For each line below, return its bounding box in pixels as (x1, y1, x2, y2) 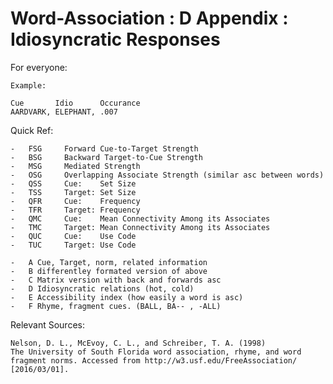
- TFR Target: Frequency (10, 205, 141, 215)
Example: (10, 80, 47, 91)
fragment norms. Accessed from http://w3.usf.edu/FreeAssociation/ (10, 355, 298, 366)
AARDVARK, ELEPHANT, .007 (10, 107, 118, 117)
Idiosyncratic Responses (10, 28, 221, 51)
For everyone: (10, 61, 68, 73)
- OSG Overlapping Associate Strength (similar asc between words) (10, 170, 325, 180)
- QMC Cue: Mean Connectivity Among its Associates (10, 213, 271, 224)
